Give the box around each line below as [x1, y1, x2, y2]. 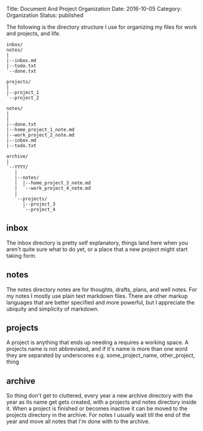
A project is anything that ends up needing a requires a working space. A [6, 339, 189, 346]
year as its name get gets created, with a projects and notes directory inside [6, 398, 197, 406]
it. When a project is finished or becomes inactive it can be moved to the [6, 405, 188, 412]
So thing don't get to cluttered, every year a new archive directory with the [6, 392, 193, 399]
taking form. [6, 252, 37, 259]
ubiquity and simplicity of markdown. [6, 305, 99, 312]
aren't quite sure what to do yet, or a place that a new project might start [6, 246, 188, 253]
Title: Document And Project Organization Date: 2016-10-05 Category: [6, 5, 182, 12]
